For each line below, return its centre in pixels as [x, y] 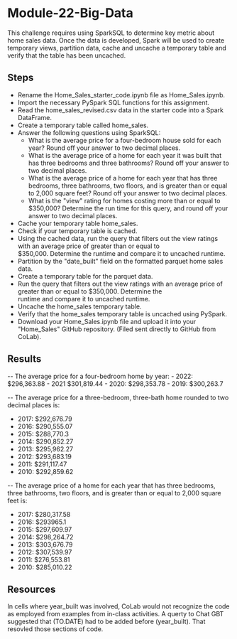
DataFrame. [34, 117]
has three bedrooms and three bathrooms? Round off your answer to [128, 163]
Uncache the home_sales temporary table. [79, 306]
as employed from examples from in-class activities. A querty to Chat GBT [116, 614]
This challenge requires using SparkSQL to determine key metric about [111, 33]
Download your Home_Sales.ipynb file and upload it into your [107, 321]
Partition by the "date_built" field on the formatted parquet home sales [120, 261]
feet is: [17, 500]
